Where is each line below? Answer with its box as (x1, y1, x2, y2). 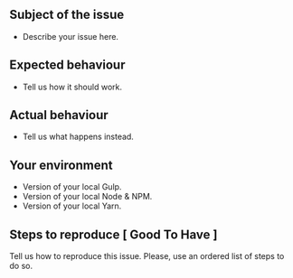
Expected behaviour (9, 58, 126, 73)
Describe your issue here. (22, 31, 119, 42)
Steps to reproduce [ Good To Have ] (9, 227, 218, 242)
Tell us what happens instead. (22, 131, 134, 143)
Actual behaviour (9, 107, 109, 123)
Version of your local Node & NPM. (22, 191, 153, 202)
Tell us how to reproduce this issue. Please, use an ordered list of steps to (9, 251, 285, 262)
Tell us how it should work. (22, 81, 122, 92)
